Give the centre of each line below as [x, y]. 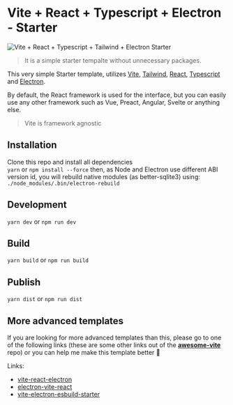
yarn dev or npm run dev [42, 222]
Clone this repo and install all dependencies [70, 162]
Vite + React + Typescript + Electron [114, 13]
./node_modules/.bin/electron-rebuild [63, 183]
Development [37, 205]
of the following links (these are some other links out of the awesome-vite [114, 345]
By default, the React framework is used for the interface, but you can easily [117, 95]
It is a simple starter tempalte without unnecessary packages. [113, 60]
